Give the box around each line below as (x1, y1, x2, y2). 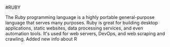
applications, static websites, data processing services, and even (5, 25, 143, 31)
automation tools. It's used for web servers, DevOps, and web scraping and (5, 31, 165, 36)
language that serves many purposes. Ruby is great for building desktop (5, 20, 158, 26)
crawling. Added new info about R (5, 36, 77, 42)
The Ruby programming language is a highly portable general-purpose (5, 14, 155, 20)
